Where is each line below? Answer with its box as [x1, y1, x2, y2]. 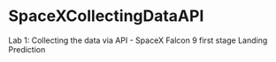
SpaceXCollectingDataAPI [8, 6, 204, 26]
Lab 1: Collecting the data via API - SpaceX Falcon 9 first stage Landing [8, 35, 268, 45]
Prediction [8, 44, 46, 54]
